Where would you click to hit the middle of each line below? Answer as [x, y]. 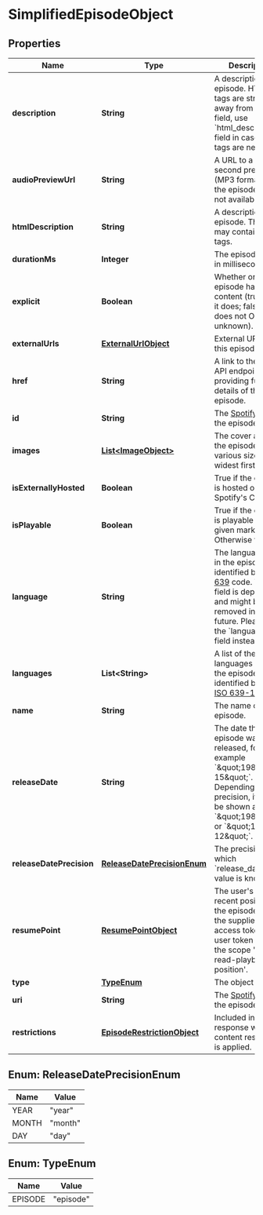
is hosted [231, 488]
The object [234, 982]
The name [233, 706]
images [26, 451]
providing [231, 381]
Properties [34, 44]
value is [228, 878]
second [228, 170]
